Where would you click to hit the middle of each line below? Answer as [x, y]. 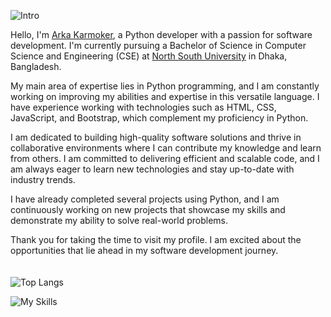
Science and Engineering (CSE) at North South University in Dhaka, [149, 56]
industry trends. [43, 179]
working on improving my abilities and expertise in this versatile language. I [165, 96]
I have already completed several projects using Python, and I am [145, 199]
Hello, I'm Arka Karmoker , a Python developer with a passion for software [161, 34]
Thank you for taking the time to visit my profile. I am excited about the [156, 239]
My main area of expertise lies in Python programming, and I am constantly [165, 86]
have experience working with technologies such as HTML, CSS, [143, 107]
